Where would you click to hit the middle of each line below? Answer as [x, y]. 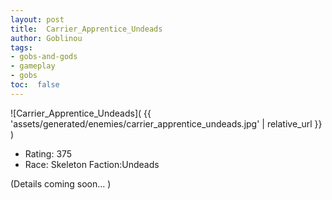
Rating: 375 [48, 153]
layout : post [37, 19]
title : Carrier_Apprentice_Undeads [86, 29]
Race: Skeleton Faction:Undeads [92, 164]
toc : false [35, 85]
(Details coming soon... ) [61, 183]
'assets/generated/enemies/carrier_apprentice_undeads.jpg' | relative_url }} [166, 123]
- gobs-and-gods [44, 57]
